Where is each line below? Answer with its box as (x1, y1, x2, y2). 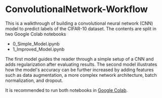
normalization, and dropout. (5, 77, 63, 83)
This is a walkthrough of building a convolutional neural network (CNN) (5, 20, 153, 26)
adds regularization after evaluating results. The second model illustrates (5, 61, 157, 67)
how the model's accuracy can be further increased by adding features (5, 67, 154, 73)
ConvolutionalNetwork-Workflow (5, 4, 148, 15)
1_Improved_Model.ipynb (12, 46, 65, 52)
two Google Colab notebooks (5, 31, 66, 37)
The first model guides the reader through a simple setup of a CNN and (5, 56, 154, 62)
